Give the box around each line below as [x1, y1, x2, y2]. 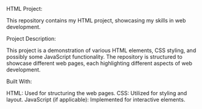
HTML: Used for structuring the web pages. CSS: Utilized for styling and [6, 90, 187, 96]
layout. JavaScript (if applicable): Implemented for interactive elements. [6, 96, 186, 103]
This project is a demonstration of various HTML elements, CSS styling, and [6, 47, 197, 54]
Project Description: [6, 35, 57, 42]
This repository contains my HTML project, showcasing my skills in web [6, 17, 186, 24]
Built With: [6, 78, 32, 85]
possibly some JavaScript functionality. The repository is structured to [6, 53, 183, 60]
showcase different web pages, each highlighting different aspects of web [6, 60, 193, 67]
